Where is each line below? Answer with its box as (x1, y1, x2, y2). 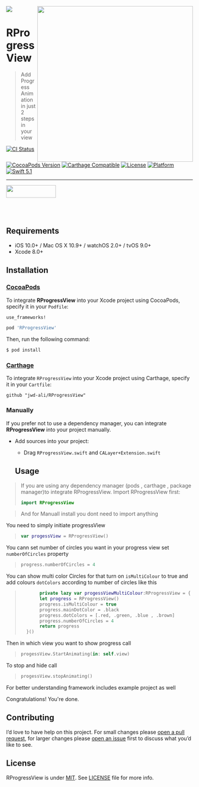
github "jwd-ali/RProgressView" (6, 393, 86, 399)
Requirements (6, 226, 59, 236)
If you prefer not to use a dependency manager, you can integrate (6, 419, 167, 426)
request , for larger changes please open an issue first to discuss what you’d (6, 735, 191, 742)
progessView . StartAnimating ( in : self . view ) (20, 651, 130, 657)
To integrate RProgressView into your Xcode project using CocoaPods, (6, 297, 181, 304)
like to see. (6, 741, 33, 748)
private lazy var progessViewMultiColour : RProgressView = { (39, 590, 191, 597)
